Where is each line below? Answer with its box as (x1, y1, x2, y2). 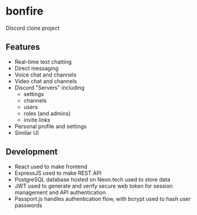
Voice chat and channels (14, 71, 77, 78)
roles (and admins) (23, 109, 71, 117)
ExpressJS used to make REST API (14, 169, 102, 177)
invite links (23, 116, 50, 123)
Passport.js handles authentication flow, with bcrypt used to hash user (14, 195, 191, 202)
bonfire (5, 4, 44, 18)
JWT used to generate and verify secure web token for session (14, 182, 173, 189)
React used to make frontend (14, 163, 88, 170)
